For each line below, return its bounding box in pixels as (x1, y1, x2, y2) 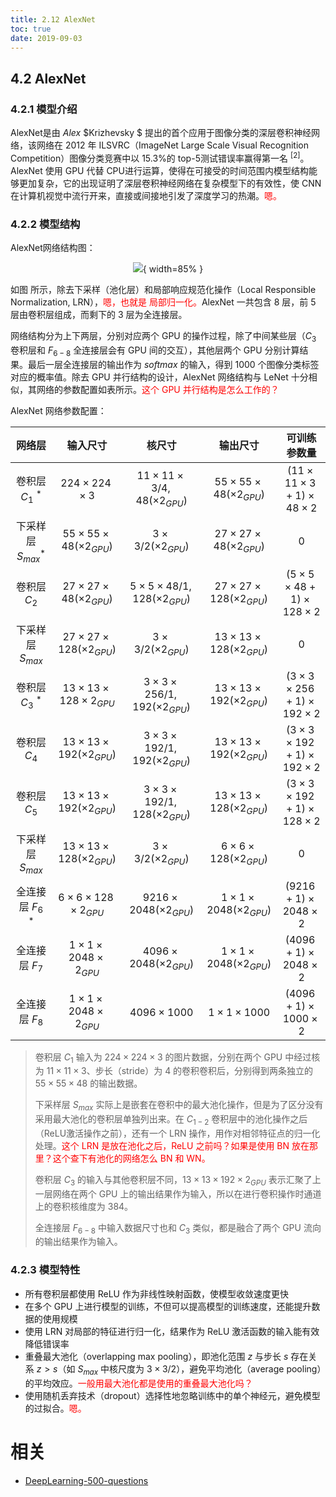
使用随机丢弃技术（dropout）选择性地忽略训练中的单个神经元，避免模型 (24, 1389, 321, 1401)
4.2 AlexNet (10, 70, 87, 87)
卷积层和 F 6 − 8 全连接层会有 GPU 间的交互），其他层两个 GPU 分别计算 (10, 344, 300, 358)
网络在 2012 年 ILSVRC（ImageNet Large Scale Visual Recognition (36, 139, 309, 151)
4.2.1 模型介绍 (10, 102, 78, 116)
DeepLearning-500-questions (24, 1474, 149, 1486)
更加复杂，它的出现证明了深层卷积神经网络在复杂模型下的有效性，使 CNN (18, 177, 322, 189)
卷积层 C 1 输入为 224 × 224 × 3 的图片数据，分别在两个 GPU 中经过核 (34, 1051, 321, 1065)
